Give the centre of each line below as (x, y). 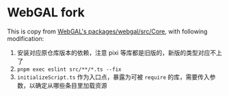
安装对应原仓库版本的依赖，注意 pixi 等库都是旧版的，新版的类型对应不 (117, 52)
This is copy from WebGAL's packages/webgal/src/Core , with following (107, 31)
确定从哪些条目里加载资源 (71, 85)
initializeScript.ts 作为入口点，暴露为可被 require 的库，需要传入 (113, 77)
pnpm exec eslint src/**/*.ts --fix (69, 69)
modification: (26, 38)
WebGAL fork (46, 13)
